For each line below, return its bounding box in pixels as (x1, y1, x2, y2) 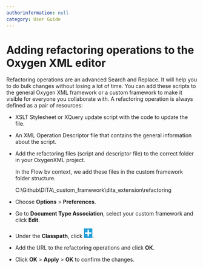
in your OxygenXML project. (15, 157, 86, 164)
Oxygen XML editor (6, 56, 106, 70)
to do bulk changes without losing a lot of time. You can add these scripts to (6, 83, 196, 90)
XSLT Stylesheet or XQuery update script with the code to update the (15, 114, 188, 121)
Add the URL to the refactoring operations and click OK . (15, 244, 155, 251)
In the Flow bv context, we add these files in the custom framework (15, 168, 184, 175)
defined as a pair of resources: (6, 102, 83, 109)
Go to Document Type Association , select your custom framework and (15, 210, 194, 217)
